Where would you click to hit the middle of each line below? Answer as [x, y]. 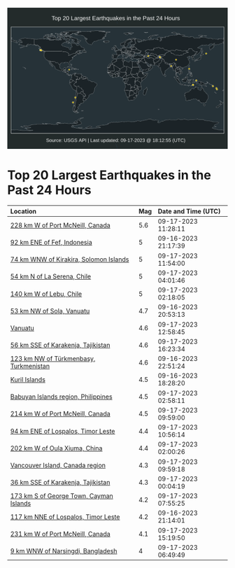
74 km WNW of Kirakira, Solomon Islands [70, 260]
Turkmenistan [30, 366]
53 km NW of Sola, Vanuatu [50, 311]
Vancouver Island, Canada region [58, 465]
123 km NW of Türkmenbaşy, [53, 359]
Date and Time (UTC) [189, 211]
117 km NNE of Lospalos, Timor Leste [65, 517]
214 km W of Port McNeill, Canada [60, 414]
